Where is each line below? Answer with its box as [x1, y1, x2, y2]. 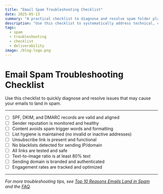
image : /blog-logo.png [5, 48, 51, 53]
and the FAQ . [5, 184, 31, 190]
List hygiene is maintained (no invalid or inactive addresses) [12, 131, 132, 137]
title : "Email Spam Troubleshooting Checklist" [5, 7, 103, 12]
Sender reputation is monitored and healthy [12, 120, 99, 126]
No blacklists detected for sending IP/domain [12, 142, 103, 148]
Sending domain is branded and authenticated [12, 158, 105, 164]
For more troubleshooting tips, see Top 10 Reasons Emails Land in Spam [5, 178, 150, 184]
